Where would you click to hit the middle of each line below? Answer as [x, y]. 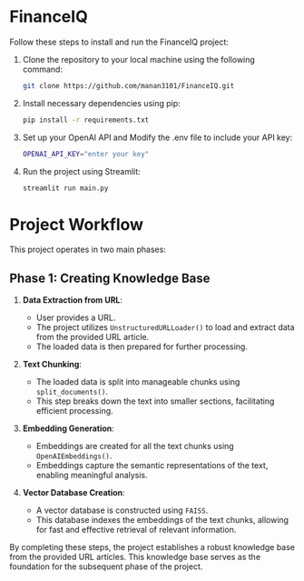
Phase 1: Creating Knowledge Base [110, 278]
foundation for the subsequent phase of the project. [106, 566]
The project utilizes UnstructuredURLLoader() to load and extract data [165, 327]
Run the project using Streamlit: [81, 171]
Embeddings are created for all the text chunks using [135, 446]
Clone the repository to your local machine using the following [139, 59]
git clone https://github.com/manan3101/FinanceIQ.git [128, 85]
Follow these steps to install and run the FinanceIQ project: [119, 42]
